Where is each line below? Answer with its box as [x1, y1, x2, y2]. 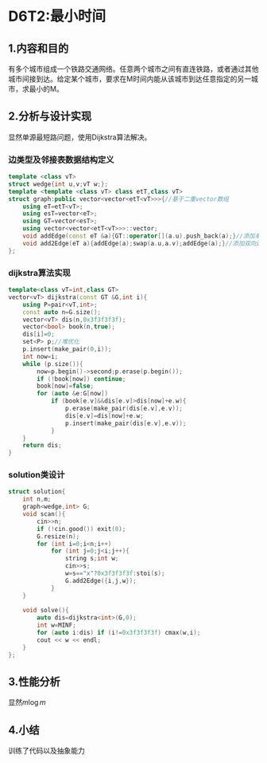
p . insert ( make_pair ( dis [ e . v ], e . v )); [64, 419, 187, 427]
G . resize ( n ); [37, 532, 80, 541]
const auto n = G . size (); [22, 308, 102, 316]
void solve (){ [22, 607, 69, 615]
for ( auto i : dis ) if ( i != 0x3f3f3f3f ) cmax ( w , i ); [37, 629, 201, 637]
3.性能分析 [8, 675, 61, 688]
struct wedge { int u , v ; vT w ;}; [8, 180, 109, 188]
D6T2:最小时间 [8, 7, 106, 26]
